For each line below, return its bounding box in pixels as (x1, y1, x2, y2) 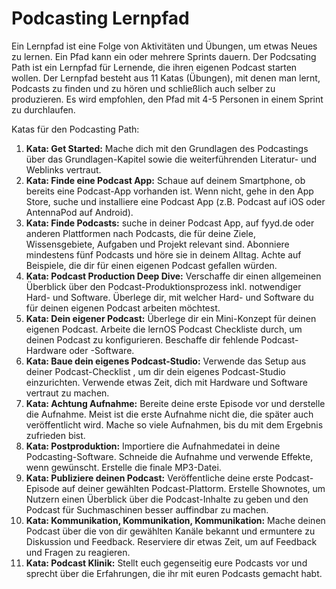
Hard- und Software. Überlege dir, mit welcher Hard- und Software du (25, 291, 314, 303)
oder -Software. (69, 344, 135, 356)
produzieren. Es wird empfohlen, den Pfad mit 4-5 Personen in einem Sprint (11, 93, 324, 105)
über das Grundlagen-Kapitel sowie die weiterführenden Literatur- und (25, 153, 318, 165)
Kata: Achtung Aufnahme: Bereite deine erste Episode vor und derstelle (25, 397, 326, 409)
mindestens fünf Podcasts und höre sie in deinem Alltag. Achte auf (25, 248, 302, 261)
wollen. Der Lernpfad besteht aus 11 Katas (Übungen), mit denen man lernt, (11, 72, 321, 84)
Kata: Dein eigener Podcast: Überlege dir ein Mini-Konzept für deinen (25, 312, 317, 324)
